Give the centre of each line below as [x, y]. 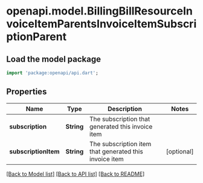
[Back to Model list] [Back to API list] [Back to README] [76, 174]
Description [125, 109]
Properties [27, 92]
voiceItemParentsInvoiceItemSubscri [101, 24]
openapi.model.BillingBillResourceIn [100, 11]
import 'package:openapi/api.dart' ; [52, 73]
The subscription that [120, 119]
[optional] [180, 151]
